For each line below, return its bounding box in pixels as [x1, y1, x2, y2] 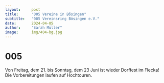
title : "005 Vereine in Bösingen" [5, 12, 87, 17]
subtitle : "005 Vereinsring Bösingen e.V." [5, 16, 99, 21]
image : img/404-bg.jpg [5, 30, 63, 35]
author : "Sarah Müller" [5, 25, 63, 30]
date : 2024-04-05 [5, 21, 54, 26]
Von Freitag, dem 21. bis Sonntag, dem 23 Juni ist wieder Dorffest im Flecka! [5, 67, 160, 73]
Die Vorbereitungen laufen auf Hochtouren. [5, 72, 92, 78]
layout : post [5, 7, 41, 12]
